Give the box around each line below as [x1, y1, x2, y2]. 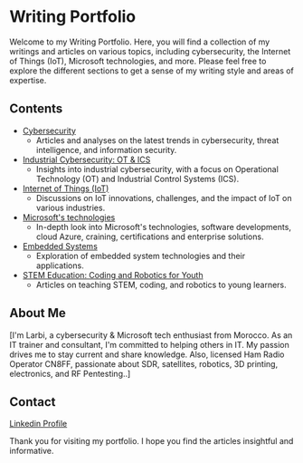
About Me [9, 305, 66, 321]
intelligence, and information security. [35, 144, 177, 155]
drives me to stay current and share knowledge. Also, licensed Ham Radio [9, 349, 285, 360]
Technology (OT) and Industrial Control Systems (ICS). [35, 173, 240, 184]
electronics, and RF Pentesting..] [9, 368, 131, 379]
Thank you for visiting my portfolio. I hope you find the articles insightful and [9, 436, 294, 447]
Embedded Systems [22, 240, 98, 251]
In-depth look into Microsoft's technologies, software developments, [35, 221, 292, 232]
